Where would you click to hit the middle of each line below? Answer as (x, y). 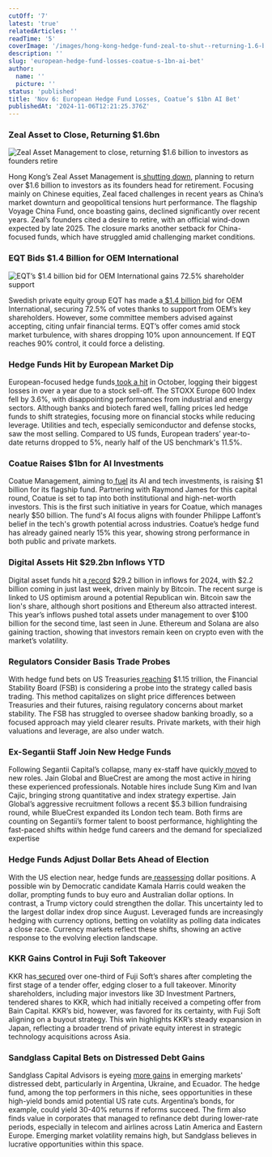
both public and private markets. (63, 541)
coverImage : (28, 46)
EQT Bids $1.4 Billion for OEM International (94, 258)
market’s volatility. (38, 640)
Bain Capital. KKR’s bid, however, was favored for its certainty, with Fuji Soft (134, 1010)
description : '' (36, 54)
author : (21, 69)
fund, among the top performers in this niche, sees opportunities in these (130, 1093)
